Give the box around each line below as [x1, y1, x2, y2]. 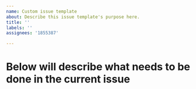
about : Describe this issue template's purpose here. [6, 14, 140, 20]
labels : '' [6, 24, 33, 31]
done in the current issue [6, 73, 130, 86]
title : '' [6, 19, 30, 25]
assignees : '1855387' [6, 30, 59, 36]
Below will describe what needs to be [6, 60, 191, 73]
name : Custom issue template [6, 8, 77, 15]
